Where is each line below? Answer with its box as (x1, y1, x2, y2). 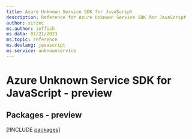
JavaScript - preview (6, 86, 113, 99)
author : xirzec (6, 20, 44, 26)
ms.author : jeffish (6, 25, 55, 32)
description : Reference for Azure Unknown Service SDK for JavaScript (6, 14, 187, 20)
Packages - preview (6, 110, 82, 120)
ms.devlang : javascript (6, 43, 66, 49)
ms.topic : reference (6, 37, 58, 43)
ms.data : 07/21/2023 (6, 31, 58, 37)
